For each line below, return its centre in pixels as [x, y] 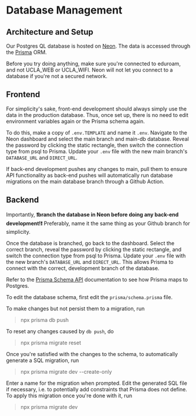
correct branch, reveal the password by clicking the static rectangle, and [94, 249]
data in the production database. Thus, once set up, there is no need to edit [97, 115]
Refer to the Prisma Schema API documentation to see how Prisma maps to [97, 279]
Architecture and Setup [50, 32]
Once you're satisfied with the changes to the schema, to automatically [92, 354]
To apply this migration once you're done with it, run [69, 395]
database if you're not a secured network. [57, 76]
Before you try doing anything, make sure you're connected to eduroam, [93, 63]
